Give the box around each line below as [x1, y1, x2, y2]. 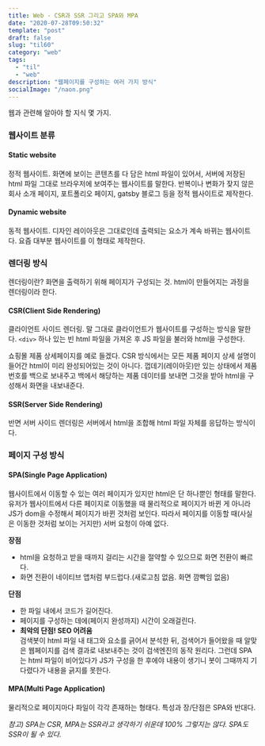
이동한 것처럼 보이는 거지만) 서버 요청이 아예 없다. [16, 518, 168, 528]
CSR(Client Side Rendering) [8, 306, 101, 315]
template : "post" [8, 26, 66, 34]
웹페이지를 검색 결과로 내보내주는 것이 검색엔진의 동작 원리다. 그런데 [28, 645, 237, 655]
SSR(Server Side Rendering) [8, 399, 103, 409]
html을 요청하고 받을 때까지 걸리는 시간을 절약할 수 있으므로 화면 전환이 [19, 552, 239, 562]
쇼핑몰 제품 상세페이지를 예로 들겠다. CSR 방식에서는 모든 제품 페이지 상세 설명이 [8, 351, 256, 361]
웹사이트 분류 [8, 130, 55, 141]
